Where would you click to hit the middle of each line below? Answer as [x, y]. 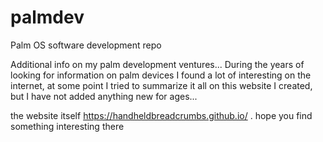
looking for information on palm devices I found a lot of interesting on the [161, 75]
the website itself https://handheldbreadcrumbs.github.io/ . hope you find [161, 115]
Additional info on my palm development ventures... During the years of [157, 64]
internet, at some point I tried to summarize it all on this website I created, [161, 85]
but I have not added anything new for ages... [104, 96]
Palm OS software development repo [86, 45]
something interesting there [67, 126]
